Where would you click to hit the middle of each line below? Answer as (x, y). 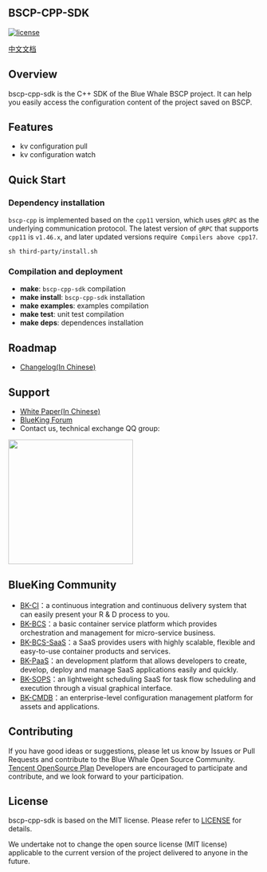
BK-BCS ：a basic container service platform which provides (118, 623)
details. (20, 829)
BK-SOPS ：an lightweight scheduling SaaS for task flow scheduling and (138, 679)
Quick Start (37, 180)
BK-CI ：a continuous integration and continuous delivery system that (133, 605)
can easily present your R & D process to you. (94, 614)
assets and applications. (59, 706)
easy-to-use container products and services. (95, 651)
